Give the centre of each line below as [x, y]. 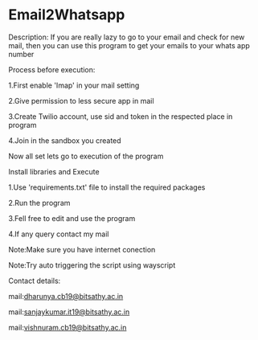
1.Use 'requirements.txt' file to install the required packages [107, 187]
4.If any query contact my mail [59, 234]
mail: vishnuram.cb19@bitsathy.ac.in [68, 327]
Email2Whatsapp [67, 15]
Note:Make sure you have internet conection [82, 249]
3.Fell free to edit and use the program [72, 218]
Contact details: [35, 281]
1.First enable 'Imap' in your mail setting [74, 85]
